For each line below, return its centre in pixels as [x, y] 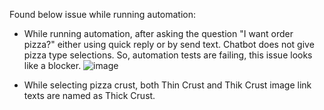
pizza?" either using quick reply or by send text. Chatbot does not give [169, 44]
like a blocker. [52, 65]
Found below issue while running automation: [103, 14]
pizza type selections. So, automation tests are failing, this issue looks [168, 55]
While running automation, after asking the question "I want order [158, 33]
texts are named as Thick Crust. [89, 95]
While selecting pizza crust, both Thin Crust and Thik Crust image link [167, 85]
